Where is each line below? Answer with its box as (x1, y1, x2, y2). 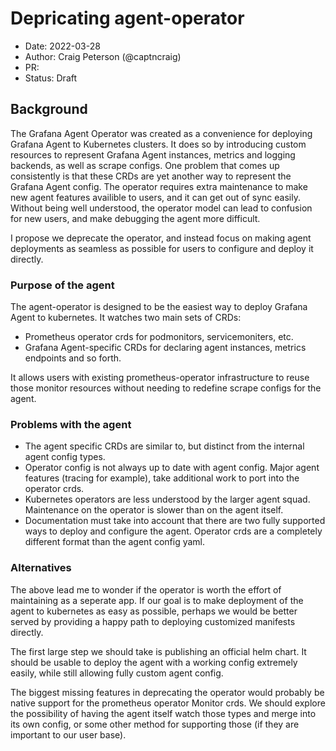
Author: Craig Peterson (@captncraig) (24, 50, 182, 62)
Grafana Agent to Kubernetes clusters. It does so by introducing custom (10, 138, 307, 150)
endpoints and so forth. (24, 352, 122, 364)
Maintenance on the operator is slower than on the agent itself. (24, 504, 284, 516)
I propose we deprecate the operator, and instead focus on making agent (10, 232, 312, 244)
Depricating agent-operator (10, 7, 245, 30)
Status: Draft (24, 72, 78, 84)
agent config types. (24, 451, 106, 463)
